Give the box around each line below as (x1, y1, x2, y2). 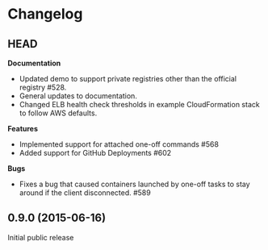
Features (7, 124, 38, 133)
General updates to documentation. (19, 91, 138, 101)
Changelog (7, 5, 83, 23)
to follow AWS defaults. (19, 108, 98, 118)
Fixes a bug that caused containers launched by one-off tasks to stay (19, 179, 251, 189)
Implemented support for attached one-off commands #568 (19, 140, 220, 149)
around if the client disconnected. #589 (19, 188, 151, 198)
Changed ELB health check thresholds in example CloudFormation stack (19, 100, 260, 109)
